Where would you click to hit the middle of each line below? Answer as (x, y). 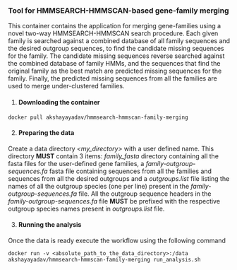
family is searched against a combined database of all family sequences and (119, 41)
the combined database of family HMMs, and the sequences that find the (114, 64)
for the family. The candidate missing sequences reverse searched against (116, 56)
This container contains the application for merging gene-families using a (115, 26)
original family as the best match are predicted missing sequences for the (115, 71)
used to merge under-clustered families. (66, 86)
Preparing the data (46, 133)
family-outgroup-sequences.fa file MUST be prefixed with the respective (114, 201)
